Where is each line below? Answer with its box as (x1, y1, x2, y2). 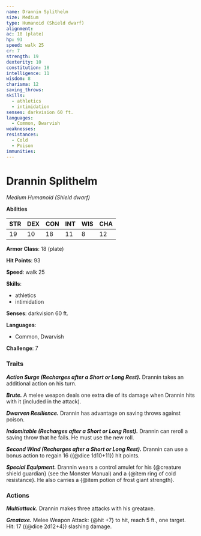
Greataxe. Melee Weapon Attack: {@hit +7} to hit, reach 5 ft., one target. (6, 517, 186, 524)
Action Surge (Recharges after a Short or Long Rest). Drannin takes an (6, 373, 184, 381)
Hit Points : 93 (6, 257, 41, 264)
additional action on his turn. (6, 379, 77, 387)
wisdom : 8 (6, 76, 31, 82)
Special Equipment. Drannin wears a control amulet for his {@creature (6, 463, 182, 471)
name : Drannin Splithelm (6, 8, 68, 15)
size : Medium (6, 14, 39, 20)
